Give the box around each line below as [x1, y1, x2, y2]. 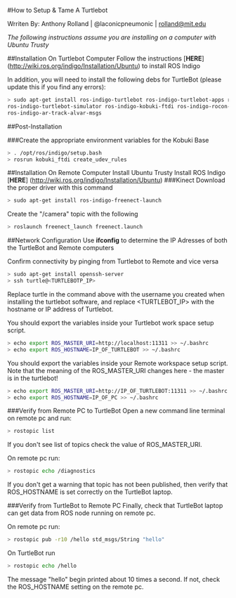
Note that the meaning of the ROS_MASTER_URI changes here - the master [7, 366, 225, 375]
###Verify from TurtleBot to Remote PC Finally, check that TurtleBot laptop [7, 502, 223, 510]
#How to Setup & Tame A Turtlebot [7, 6, 108, 14]
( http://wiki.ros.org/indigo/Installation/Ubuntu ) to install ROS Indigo [7, 62, 201, 70]
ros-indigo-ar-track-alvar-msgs [7, 109, 102, 117]
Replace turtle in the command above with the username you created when [7, 290, 225, 298]
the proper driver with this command [7, 183, 114, 192]
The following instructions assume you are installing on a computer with [7, 33, 216, 41]
